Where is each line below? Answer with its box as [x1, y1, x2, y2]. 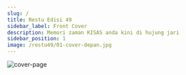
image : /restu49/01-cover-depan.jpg [7, 42, 112, 48]
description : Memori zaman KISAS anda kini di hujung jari [7, 29, 180, 36]
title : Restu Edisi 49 [7, 16, 72, 23]
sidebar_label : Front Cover [7, 22, 88, 29]
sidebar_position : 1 [7, 35, 67, 42]
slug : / [7, 10, 30, 17]
